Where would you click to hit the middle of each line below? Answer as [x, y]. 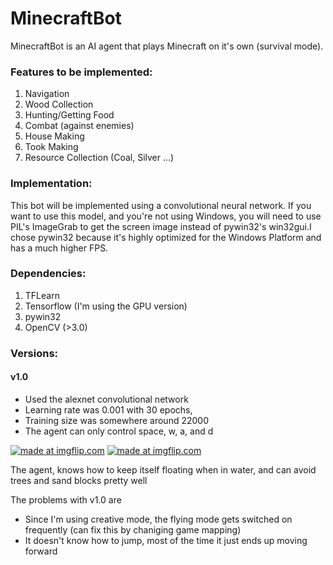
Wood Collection [59, 104]
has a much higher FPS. [59, 248]
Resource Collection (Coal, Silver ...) [99, 158]
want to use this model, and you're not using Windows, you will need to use [166, 216]
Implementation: [51, 184]
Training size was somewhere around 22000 [116, 420]
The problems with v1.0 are [66, 499]
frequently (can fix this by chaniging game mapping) [133, 529]
